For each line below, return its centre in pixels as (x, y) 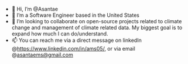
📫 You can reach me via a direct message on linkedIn (76, 40)
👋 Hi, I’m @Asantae (35, 9)
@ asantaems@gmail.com (42, 55)
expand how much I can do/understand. (60, 34)
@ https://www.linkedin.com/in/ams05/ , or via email (74, 49)
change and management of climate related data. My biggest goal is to (97, 27)
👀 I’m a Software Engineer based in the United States (75, 15)
